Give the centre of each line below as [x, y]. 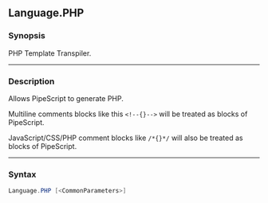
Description [32, 81]
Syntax [22, 174]
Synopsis [27, 36]
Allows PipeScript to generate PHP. [66, 98]
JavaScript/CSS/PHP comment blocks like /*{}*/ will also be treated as [126, 138]
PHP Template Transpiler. [50, 53]
